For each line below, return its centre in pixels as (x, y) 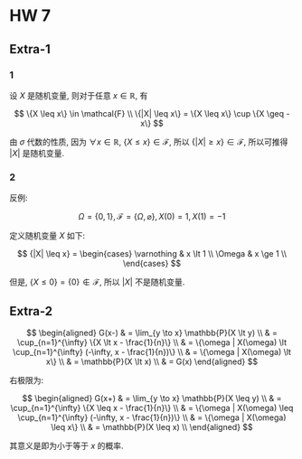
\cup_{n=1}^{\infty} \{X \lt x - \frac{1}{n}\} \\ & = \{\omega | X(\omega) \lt (152, 342)
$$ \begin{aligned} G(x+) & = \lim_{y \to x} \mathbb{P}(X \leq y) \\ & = (152, 398)
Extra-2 (31, 311)
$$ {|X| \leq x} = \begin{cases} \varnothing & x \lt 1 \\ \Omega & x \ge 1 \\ (152, 254)
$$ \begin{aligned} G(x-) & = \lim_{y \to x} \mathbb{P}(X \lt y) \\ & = (152, 333)
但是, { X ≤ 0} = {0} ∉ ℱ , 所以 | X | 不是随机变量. (97, 282)
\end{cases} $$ (152, 264)
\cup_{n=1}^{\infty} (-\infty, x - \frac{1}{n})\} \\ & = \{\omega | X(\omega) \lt (152, 351)
